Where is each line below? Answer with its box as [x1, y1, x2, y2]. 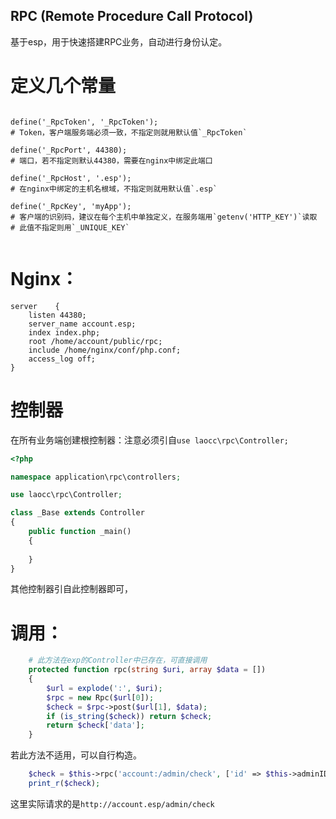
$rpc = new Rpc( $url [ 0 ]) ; [46, 692, 155, 703]
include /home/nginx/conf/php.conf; [28, 345, 182, 355]
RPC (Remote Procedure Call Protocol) [10, 8, 254, 25]
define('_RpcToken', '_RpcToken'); [10, 117, 159, 127]
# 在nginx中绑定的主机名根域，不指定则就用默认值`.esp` [10, 184, 218, 194]
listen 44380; [28, 310, 87, 320]
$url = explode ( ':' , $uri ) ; [46, 683, 163, 693]
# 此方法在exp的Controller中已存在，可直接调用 [28, 655, 208, 666]
